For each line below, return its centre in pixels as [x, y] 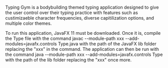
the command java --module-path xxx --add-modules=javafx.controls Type [84, 54]
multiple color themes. [29, 23]
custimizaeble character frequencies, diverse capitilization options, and [80, 18]
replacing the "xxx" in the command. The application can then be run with [82, 49]
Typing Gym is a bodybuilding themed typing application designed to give [82, 7]
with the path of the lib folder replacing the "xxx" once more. [68, 60]
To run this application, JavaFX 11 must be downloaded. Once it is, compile [83, 33]
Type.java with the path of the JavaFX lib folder [107, 44]
